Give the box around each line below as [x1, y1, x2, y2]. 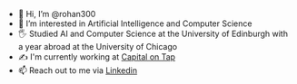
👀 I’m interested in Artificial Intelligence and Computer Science [17, 18, 252, 29]
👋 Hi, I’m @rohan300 [17, 9, 96, 19]
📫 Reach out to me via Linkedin [17, 65, 138, 76]
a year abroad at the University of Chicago [17, 42, 178, 51]
